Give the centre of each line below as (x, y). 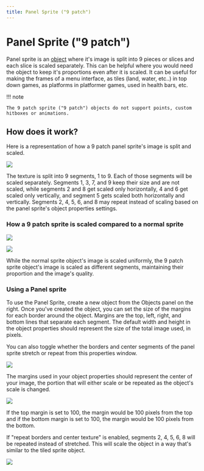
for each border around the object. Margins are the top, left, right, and (94, 315)
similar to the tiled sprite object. (46, 450)
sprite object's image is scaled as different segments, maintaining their (95, 267)
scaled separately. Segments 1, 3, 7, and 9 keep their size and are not (93, 183)
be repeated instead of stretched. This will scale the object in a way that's (99, 444)
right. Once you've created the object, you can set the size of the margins (99, 309)
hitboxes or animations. (38, 113)
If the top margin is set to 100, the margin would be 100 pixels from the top (100, 413)
